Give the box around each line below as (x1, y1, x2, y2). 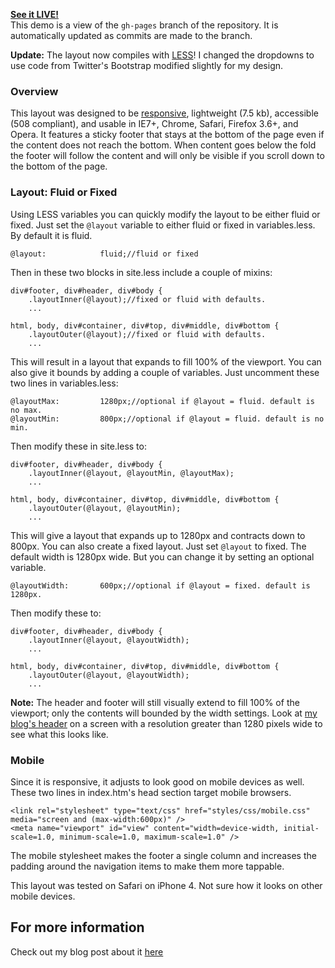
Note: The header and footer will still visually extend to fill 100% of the (10, 696, 300, 708)
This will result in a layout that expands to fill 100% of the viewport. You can (10, 355, 322, 368)
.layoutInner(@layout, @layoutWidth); (28, 635, 190, 645)
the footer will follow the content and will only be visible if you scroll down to (10, 150, 325, 162)
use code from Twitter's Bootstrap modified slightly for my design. (10, 60, 284, 71)
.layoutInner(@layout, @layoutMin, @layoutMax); (28, 468, 235, 478)
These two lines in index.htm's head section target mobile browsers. (10, 786, 292, 798)
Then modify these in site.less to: (10, 440, 147, 452)
